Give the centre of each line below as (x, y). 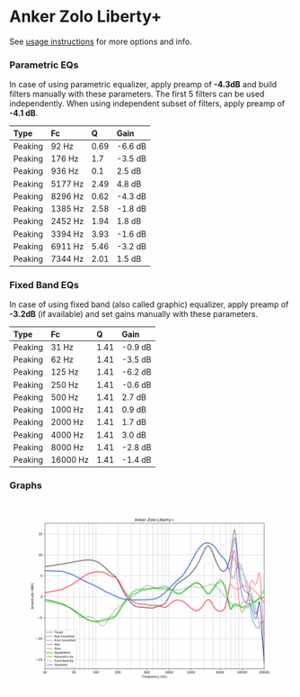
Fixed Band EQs (44, 285)
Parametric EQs (44, 65)
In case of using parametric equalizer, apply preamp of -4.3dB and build (143, 85)
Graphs (26, 485)
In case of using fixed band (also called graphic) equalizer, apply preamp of (149, 304)
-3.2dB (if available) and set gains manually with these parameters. (134, 314)
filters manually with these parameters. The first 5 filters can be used (137, 94)
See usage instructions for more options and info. (101, 41)
